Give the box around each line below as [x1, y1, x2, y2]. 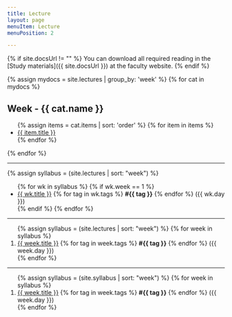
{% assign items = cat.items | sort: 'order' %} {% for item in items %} [17, 121, 214, 129]
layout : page [7, 17, 45, 24]
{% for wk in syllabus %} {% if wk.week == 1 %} [17, 183, 155, 191]
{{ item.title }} [17, 129, 56, 137]
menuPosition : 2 [7, 29, 54, 37]
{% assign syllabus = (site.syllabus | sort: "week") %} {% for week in [17, 274, 213, 282]
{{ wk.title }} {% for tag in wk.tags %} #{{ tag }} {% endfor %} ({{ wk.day [17, 190, 225, 198]
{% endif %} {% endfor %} [17, 205, 94, 213]
